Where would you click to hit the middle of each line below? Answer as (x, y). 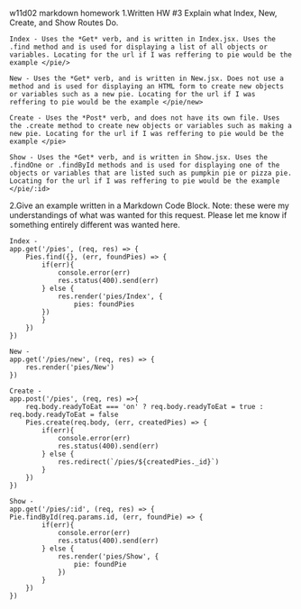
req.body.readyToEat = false (64, 414)
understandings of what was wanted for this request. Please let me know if (148, 215)
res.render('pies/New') (70, 368)
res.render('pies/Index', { (110, 296)
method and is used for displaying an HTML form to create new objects (146, 86)
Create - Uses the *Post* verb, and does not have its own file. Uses (145, 118)
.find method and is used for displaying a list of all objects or (139, 47)
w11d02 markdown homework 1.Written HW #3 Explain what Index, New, (143, 13)
